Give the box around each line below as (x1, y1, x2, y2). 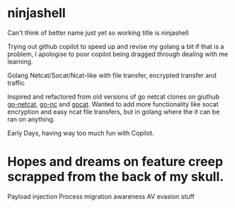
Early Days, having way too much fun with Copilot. (7, 128, 154, 137)
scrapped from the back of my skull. (7, 169, 224, 185)
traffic (7, 78, 25, 87)
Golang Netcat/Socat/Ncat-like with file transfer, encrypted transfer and (7, 71, 217, 80)
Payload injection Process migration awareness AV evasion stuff (7, 192, 195, 200)
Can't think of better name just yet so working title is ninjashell (7, 28, 189, 37)
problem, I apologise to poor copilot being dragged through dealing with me (7, 50, 229, 58)
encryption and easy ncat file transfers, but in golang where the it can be (7, 107, 220, 116)
